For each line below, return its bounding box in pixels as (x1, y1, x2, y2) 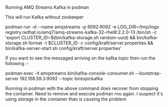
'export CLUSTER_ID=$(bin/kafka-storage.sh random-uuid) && (5, 35, 136, 40)
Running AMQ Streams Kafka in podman (5, 5, 89, 10)
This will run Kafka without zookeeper (5, 14, 84, 20)
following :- (5, 61, 29, 66)
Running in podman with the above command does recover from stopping (5, 85, 159, 91)
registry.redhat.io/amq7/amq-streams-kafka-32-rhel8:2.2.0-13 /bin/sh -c (5, 29, 157, 35)
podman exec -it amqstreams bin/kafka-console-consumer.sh (5, 70, 135, 76)
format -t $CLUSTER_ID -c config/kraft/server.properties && (28, 40, 153, 46)
